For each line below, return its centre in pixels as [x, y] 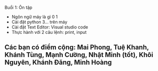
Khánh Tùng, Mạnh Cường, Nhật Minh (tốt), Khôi [79, 55]
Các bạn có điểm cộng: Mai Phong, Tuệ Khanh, [77, 48]
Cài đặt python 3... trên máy [39, 22]
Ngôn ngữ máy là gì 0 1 [35, 17]
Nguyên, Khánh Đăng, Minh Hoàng [58, 63]
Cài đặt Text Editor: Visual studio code [50, 27]
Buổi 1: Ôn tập [18, 7]
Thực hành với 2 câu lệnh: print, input [49, 32]
